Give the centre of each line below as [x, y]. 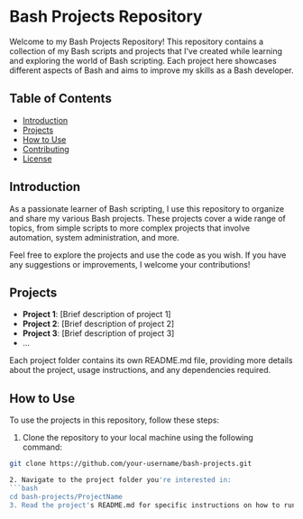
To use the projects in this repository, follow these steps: [114, 420]
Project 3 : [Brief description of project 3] [98, 333]
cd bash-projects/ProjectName [66, 496]
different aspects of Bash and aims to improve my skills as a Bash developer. [151, 70]
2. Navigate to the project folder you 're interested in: [120, 480]
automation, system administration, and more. [95, 237]
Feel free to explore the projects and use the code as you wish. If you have [148, 255]
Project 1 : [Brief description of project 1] [96, 314]
